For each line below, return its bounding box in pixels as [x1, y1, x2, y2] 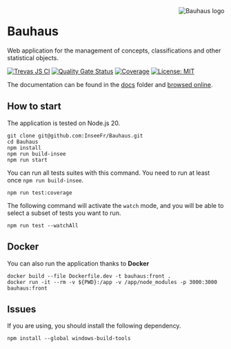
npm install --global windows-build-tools [7, 335, 131, 342]
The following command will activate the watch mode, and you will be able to [7, 201, 224, 209]
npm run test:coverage [7, 189, 72, 196]
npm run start [7, 156, 48, 163]
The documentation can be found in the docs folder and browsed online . [7, 80, 213, 88]
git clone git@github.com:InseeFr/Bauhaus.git [7, 132, 143, 139]
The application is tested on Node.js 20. [7, 119, 121, 127]
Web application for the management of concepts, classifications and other [7, 46, 221, 55]
